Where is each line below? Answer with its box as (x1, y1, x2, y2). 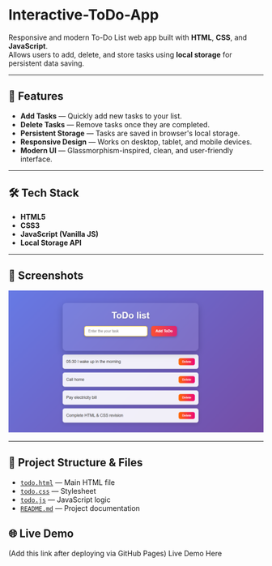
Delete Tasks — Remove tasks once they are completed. (19, 119, 210, 129)
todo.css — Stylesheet (19, 486, 96, 495)
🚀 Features (8, 89, 64, 103)
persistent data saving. (8, 58, 85, 68)
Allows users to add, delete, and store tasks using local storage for (8, 49, 232, 59)
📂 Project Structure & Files (8, 456, 143, 470)
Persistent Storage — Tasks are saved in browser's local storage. (19, 128, 240, 138)
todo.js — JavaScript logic (19, 495, 111, 504)
